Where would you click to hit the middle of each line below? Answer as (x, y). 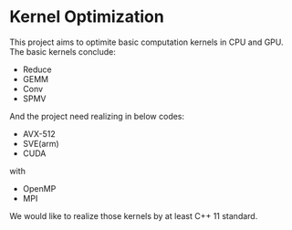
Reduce (37, 69)
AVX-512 (39, 133)
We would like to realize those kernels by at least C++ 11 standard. (134, 215)
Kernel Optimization (87, 17)
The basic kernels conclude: (63, 51)
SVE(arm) (41, 143)
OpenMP (39, 188)
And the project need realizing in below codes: (97, 116)
